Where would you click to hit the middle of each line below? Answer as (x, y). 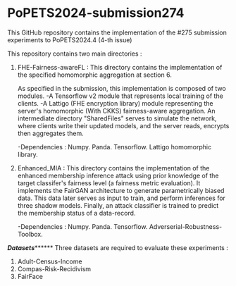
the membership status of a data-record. (76, 213)
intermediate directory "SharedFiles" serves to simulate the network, (117, 118)
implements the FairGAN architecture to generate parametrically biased (121, 190)
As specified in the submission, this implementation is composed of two (122, 88)
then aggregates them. (50, 133)
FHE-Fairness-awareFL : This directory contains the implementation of (120, 67)
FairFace (30, 276)
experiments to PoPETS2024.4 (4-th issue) (70, 39)
